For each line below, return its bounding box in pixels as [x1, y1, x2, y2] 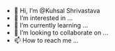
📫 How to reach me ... [13, 37, 79, 44]
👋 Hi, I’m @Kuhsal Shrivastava [13, 7, 100, 14]
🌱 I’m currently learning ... [13, 21, 89, 29]
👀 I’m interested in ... [13, 14, 73, 22]
